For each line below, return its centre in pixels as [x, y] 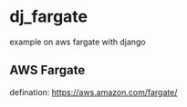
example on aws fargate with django [78, 42]
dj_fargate [49, 17]
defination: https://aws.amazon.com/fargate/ [93, 92]
